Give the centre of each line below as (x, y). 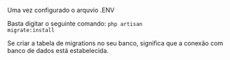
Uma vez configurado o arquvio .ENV (61, 10)
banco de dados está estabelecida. (58, 51)
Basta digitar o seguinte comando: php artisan (75, 23)
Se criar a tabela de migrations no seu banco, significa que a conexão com (115, 43)
